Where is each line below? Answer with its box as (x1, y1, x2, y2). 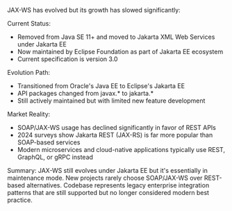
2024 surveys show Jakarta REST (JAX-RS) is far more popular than (17, 131, 213, 139)
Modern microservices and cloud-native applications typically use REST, (17, 146, 226, 153)
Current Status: (7, 19, 51, 27)
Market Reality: (7, 110, 51, 118)
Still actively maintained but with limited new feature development (17, 96, 206, 105)
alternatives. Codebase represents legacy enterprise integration (26, 181, 210, 189)
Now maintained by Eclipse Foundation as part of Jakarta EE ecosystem (17, 48, 224, 56)
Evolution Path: (7, 69, 51, 76)
